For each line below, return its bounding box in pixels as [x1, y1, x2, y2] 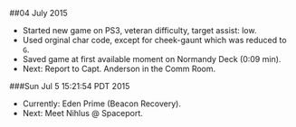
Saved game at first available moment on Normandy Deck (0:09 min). [22, 54, 282, 64]
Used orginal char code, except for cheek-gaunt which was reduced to [22, 35, 287, 45]
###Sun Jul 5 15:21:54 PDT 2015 [9, 81, 130, 91]
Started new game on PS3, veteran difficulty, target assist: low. [22, 25, 257, 35]
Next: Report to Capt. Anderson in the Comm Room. [22, 63, 216, 74]
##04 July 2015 [9, 8, 68, 18]
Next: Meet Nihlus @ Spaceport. [22, 108, 143, 118]
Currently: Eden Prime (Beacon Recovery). [22, 98, 181, 109]
